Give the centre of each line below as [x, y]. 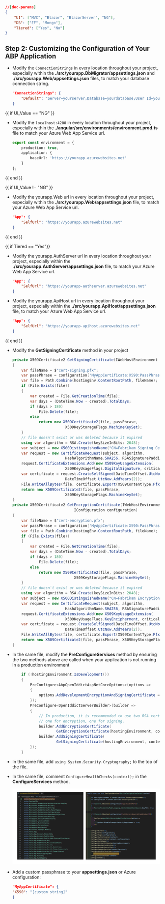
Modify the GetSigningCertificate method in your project [70, 350]
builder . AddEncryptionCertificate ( [75, 726]
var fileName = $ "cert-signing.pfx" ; [60, 370]
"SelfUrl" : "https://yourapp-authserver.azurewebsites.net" [84, 286]
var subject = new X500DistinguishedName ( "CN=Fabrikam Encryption [91, 598]
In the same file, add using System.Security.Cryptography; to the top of [85, 761]
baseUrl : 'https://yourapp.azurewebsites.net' [79, 158]
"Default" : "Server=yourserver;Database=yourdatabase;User [83, 98]
